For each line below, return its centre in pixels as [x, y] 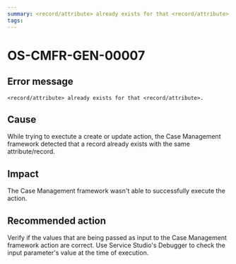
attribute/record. [31, 151]
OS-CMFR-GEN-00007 [76, 56]
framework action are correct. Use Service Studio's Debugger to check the [117, 245]
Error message [41, 82]
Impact [23, 174]
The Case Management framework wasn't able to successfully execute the [117, 191]
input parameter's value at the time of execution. [78, 253]
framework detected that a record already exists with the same [99, 144]
